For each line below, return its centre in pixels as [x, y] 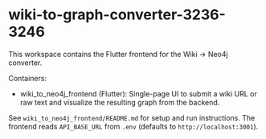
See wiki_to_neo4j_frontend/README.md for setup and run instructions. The [132, 117]
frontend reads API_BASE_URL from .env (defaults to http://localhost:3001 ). [133, 126]
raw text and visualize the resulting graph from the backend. [120, 102]
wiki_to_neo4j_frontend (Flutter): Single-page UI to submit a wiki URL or [138, 93]
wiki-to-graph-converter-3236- [117, 15]
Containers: [27, 78]
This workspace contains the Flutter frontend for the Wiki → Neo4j [118, 54]
